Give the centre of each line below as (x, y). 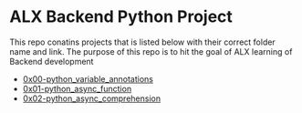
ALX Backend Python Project (121, 17)
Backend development (52, 61)
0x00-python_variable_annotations (88, 78)
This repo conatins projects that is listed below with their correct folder (142, 42)
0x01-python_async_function (77, 88)
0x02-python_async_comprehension (92, 98)
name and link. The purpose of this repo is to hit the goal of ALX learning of (151, 51)
